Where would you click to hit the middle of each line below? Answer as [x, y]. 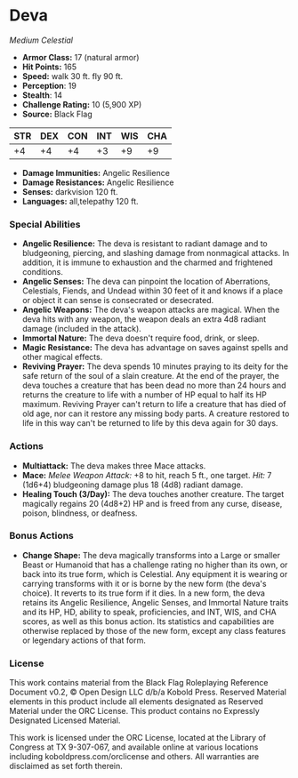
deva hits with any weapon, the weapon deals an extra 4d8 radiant [144, 319]
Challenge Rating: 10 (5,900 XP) [82, 104]
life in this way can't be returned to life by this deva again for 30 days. [150, 423]
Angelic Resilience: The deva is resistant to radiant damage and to [145, 244]
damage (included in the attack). [82, 329]
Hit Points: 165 [49, 67]
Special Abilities [45, 224]
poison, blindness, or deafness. [80, 513]
